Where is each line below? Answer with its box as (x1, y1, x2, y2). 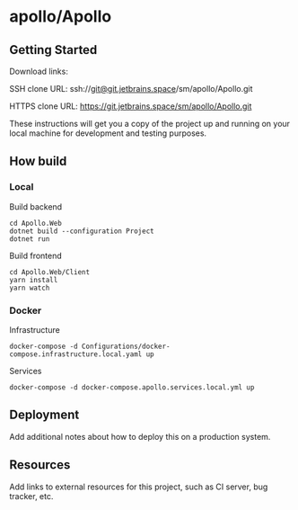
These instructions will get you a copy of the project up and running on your (9, 119, 290, 129)
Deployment (9, 407, 80, 423)
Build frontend (9, 250, 63, 261)
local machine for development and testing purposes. (9, 128, 207, 139)
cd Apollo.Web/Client (9, 267, 91, 276)
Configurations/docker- (81, 342, 171, 351)
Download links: (9, 66, 69, 76)
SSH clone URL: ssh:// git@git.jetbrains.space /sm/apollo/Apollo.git (9, 84, 253, 94)
